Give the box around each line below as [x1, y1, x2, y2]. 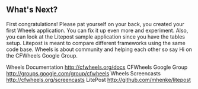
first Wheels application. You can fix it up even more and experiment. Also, [6, 27, 189, 34]
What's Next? [6, 5, 58, 15]
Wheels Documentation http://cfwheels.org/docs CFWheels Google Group [6, 63, 188, 71]
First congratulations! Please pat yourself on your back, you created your [6, 20, 185, 27]
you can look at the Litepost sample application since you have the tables [6, 33, 186, 40]
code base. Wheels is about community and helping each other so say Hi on [6, 46, 193, 53]
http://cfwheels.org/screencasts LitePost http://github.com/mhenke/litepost [6, 76, 191, 83]
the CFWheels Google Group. [6, 52, 78, 59]
